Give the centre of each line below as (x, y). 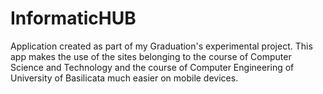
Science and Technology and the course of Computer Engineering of (152, 67)
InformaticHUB (73, 18)
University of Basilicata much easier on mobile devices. (124, 78)
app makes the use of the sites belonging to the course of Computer (151, 56)
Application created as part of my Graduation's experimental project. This (161, 46)
